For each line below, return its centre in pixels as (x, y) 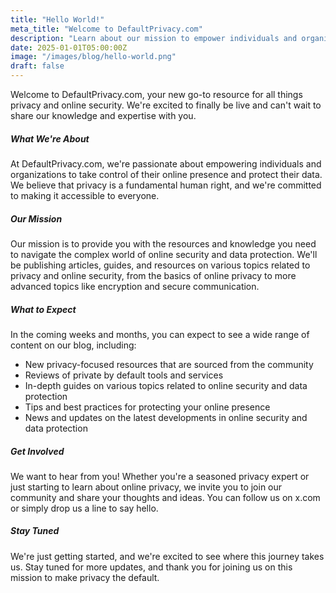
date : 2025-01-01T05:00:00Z (69, 47)
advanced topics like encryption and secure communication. (135, 286)
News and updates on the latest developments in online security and (166, 417)
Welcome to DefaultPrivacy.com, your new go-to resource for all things (156, 94)
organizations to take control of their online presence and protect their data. (166, 174)
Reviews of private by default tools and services (124, 375)
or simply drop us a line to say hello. (84, 508)
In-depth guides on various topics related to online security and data (166, 385)
